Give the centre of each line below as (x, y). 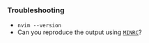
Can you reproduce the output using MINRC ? (79, 32)
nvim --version (39, 26)
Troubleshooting (36, 10)
